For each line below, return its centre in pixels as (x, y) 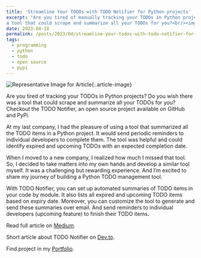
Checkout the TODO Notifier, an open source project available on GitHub (96, 109)
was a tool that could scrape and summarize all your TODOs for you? (91, 103)
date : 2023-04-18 (28, 28)
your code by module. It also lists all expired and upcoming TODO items (94, 195)
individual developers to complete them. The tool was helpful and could (94, 140)
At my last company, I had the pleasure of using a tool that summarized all (97, 127)
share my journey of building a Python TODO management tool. (84, 177)
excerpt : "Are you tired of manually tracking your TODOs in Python (93, 17)
